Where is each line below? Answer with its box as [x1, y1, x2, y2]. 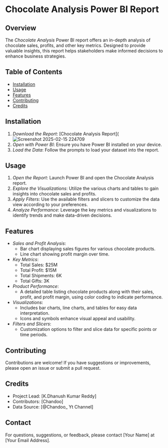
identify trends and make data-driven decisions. [12, 212, 112, 218]
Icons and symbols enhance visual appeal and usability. [20, 316, 136, 322]
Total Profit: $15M [20, 267, 57, 273]
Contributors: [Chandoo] [12, 398, 64, 405]
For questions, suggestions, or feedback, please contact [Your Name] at [5, 432, 155, 438]
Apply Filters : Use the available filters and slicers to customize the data [12, 196, 160, 203]
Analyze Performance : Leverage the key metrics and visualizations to [12, 207, 157, 213]
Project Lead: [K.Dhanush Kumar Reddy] [12, 393, 97, 399]
